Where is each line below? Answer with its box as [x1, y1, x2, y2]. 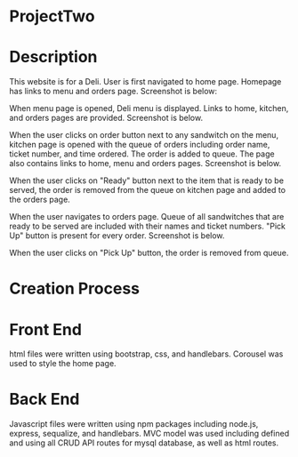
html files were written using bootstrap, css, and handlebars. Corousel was [9, 349, 284, 359]
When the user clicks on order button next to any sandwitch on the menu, [9, 130, 278, 140]
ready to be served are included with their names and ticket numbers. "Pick [9, 220, 286, 232]
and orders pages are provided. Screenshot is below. [9, 113, 203, 124]
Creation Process [9, 278, 141, 299]
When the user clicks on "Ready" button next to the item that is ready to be [9, 175, 285, 186]
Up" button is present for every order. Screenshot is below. [9, 230, 225, 241]
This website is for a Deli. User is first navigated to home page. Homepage [9, 76, 282, 87]
